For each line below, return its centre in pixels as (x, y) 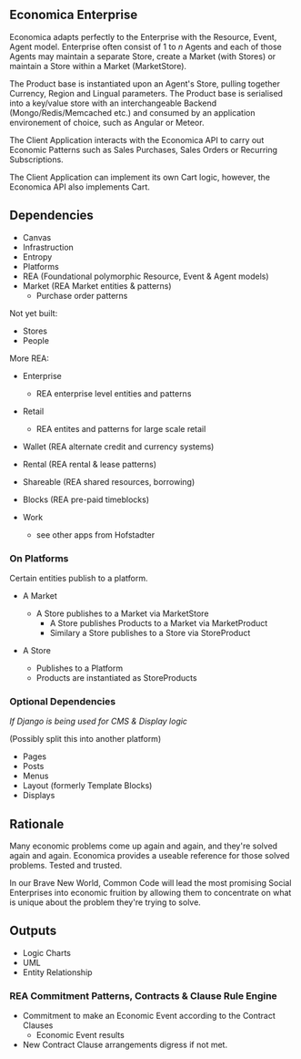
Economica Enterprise (74, 15)
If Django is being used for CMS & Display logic (99, 721)
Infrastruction (48, 247)
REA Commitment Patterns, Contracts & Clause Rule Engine (143, 995)
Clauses (38, 1025)
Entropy (37, 257)
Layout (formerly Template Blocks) (87, 786)
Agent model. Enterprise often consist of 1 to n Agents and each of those (145, 46)
